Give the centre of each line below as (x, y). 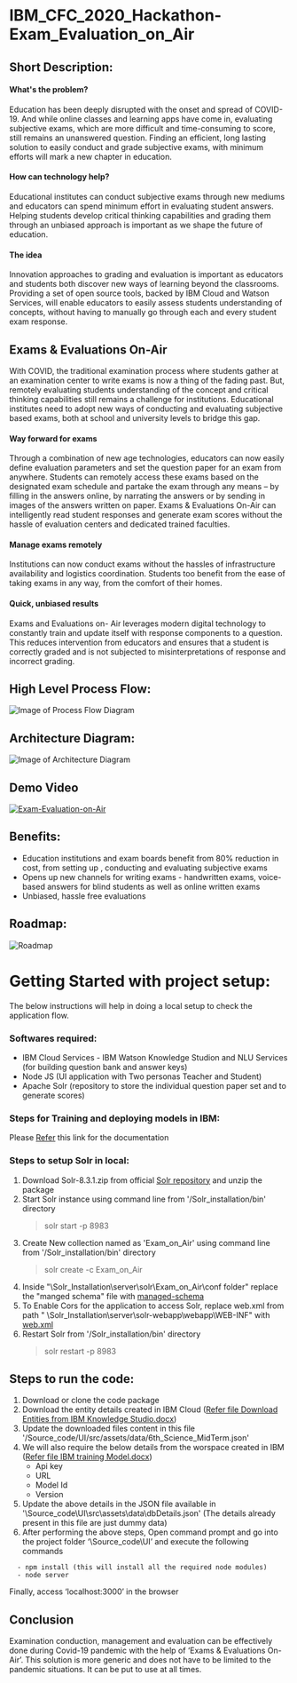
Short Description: (61, 67)
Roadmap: (38, 924)
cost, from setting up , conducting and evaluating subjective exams (145, 868)
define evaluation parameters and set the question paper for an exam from (145, 468)
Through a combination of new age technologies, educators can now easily (147, 458)
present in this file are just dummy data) (94, 1523)
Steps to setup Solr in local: (70, 1161)
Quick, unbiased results (54, 603)
